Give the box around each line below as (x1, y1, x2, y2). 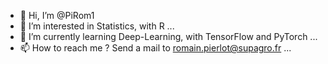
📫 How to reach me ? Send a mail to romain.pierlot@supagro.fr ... (19, 42, 292, 54)
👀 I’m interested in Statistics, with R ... (19, 20, 175, 32)
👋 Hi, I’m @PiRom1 (19, 10, 95, 21)
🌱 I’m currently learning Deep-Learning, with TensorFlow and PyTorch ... (19, 31, 318, 42)
